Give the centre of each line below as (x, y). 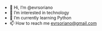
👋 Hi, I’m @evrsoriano (31, 8)
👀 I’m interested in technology (39, 13)
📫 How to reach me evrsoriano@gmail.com (53, 23)
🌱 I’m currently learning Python (40, 18)
